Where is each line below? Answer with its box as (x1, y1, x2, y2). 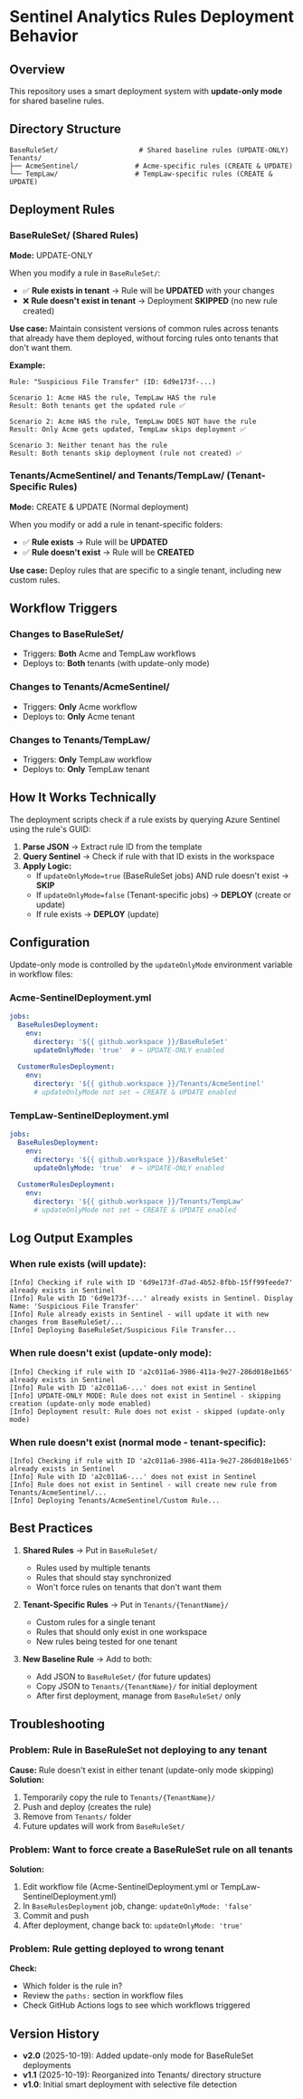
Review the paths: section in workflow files (22, 1990, 184, 2001)
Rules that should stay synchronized (35, 1572, 172, 1582)
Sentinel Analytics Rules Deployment (9, 6, 295, 27)
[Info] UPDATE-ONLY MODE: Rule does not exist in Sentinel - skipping (9, 1391, 281, 1400)
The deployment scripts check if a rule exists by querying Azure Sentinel (9, 814, 280, 825)
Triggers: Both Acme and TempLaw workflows (22, 648, 196, 659)
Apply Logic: (22, 860, 72, 871)
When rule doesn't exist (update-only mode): (9, 1347, 213, 1359)
